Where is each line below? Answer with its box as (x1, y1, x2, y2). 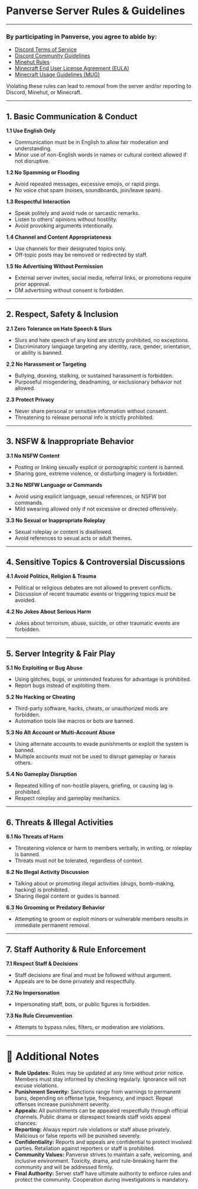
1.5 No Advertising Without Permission (6, 263, 103, 270)
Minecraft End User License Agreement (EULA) (14, 65, 130, 72)
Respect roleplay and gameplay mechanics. (14, 795, 121, 802)
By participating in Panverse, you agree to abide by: (6, 33, 157, 41)
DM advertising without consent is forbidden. (14, 287, 125, 294)
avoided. (14, 597, 37, 604)
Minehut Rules (14, 59, 50, 66)
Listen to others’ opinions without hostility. (14, 216, 118, 223)
